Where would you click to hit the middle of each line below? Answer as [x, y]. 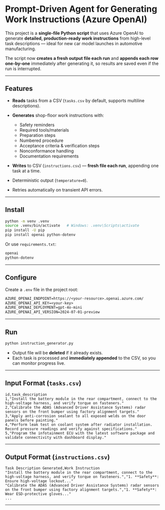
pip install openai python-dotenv [41, 235]
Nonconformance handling [47, 151]
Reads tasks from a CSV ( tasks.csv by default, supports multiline [78, 100]
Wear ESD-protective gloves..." [38, 494]
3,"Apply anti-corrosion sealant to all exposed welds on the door [76, 416]
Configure [21, 278]
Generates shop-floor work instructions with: [58, 115]
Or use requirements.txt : [31, 244]
